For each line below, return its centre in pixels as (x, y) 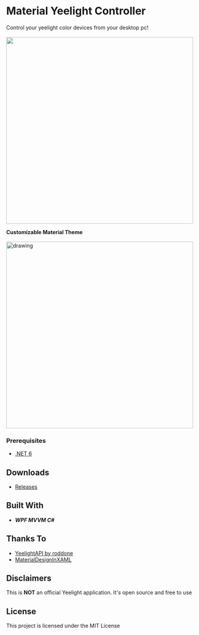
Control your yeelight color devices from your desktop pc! (77, 27)
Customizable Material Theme (45, 232)
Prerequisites (26, 440)
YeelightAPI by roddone (44, 553)
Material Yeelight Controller (76, 11)
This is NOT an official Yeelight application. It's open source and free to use (99, 593)
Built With (25, 506)
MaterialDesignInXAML (43, 559)
